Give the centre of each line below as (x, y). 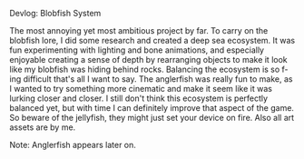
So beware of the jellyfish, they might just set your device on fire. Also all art (152, 118)
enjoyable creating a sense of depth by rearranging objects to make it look (148, 60)
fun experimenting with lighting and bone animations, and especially (137, 50)
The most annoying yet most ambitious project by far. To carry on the (139, 30)
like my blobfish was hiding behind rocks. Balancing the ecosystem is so (145, 69)
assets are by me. (43, 127)
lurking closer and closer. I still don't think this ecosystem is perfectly (139, 98)
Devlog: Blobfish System (55, 13)
